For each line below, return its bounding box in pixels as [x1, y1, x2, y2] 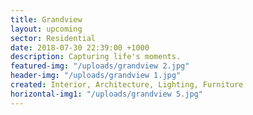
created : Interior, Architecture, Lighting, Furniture [10, 80, 244, 90]
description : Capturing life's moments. [10, 52, 182, 62]
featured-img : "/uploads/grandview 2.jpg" [10, 61, 190, 71]
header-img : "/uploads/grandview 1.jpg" [10, 71, 182, 81]
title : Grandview [10, 14, 83, 25]
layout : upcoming [10, 24, 83, 34]
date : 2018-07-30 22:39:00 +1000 [10, 42, 150, 53]
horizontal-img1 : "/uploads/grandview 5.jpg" [10, 89, 203, 99]
